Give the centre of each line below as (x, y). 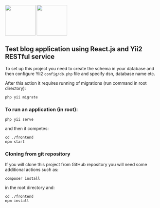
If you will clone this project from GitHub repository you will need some (76, 165)
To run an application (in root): (42, 109)
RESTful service (30, 57)
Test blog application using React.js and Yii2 (74, 49)
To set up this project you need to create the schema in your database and (80, 68)
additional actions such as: (32, 170)
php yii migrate (21, 97)
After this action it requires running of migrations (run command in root (76, 83)
